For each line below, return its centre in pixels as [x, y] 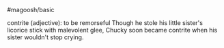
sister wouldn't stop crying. [45, 37]
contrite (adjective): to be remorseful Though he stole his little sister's [105, 23]
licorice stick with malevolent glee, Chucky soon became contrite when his [112, 30]
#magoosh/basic [31, 10]
